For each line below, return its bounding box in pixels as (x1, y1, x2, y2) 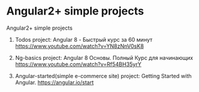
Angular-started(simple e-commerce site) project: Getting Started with (15, 72, 192, 79)
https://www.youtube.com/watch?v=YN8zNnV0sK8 (15, 42, 144, 50)
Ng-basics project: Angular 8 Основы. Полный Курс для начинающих (15, 54, 194, 61)
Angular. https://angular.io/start (15, 79, 94, 86)
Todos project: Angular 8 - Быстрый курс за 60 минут (15, 36, 153, 43)
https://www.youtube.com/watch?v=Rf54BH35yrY (15, 61, 142, 68)
